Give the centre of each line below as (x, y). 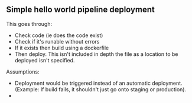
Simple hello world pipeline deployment (80, 10)
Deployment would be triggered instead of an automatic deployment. (98, 83)
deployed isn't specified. (45, 60)
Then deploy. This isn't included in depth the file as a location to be (96, 54)
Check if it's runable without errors (57, 41)
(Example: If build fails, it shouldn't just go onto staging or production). (100, 89)
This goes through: (29, 24)
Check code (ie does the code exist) (59, 35)
